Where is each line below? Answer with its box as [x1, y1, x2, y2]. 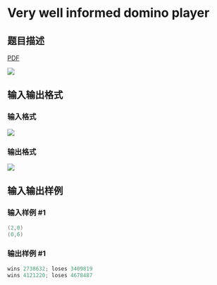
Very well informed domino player [7, 5, 210, 21]
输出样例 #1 [7, 248, 46, 258]
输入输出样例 [7, 185, 63, 197]
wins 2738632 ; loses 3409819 [7, 265, 93, 272]
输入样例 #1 [7, 208, 46, 217]
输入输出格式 [7, 89, 63, 101]
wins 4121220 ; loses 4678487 [7, 272, 93, 279]
